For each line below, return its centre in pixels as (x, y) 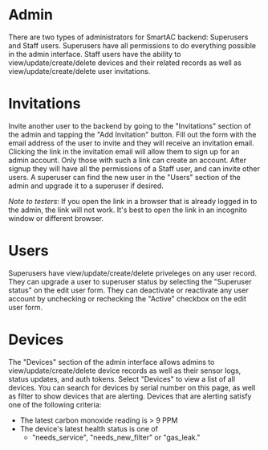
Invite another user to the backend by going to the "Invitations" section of (130, 125)
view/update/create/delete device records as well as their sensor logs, (125, 370)
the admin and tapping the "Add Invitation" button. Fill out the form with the (132, 134)
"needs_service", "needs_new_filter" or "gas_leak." (116, 437)
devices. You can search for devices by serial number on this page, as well (132, 387)
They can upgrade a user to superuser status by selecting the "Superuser (130, 281)
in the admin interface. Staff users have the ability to (95, 54)
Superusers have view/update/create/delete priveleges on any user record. (132, 273)
